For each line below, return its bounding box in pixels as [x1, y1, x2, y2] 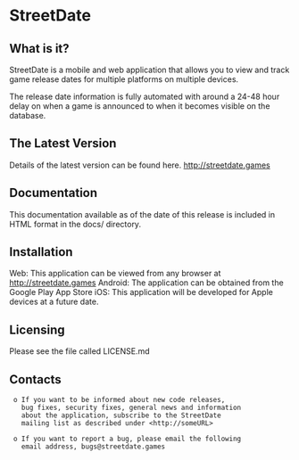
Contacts [9, 372, 62, 387]
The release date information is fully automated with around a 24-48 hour [9, 91, 280, 102]
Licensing [9, 322, 65, 337]
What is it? [9, 41, 70, 56]
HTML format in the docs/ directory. [9, 218, 141, 229]
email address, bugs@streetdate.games [21, 442, 166, 451]
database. [9, 111, 46, 120]
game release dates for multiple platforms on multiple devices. [9, 74, 239, 85]
